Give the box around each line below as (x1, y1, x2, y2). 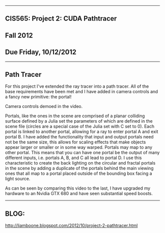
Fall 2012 (5, 31, 33, 39)
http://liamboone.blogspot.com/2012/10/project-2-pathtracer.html (5, 223, 138, 229)
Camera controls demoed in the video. (5, 103, 83, 109)
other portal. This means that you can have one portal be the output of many (5, 150, 160, 156)
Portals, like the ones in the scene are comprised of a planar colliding (5, 113, 145, 119)
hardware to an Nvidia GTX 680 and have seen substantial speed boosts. (5, 191, 153, 197)
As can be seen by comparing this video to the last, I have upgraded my (5, 185, 151, 191)
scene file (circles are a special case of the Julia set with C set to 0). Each (5, 124, 155, 130)
